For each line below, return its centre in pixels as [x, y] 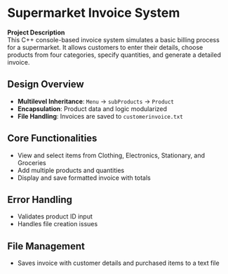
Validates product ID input [55, 216]
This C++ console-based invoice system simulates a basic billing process [113, 39]
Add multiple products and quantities [71, 170]
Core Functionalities [52, 138]
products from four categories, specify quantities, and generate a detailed [114, 55]
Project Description [36, 32]
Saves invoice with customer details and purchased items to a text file [118, 263]
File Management [46, 246]
